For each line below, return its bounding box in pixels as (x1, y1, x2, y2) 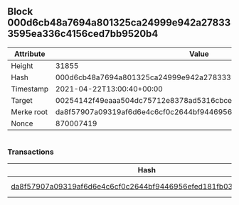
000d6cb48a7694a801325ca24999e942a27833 (7, 17, 231, 29)
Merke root (11, 106, 48, 116)
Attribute (14, 49, 46, 59)
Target (11, 95, 33, 105)
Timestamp (11, 84, 49, 94)
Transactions (7, 147, 55, 157)
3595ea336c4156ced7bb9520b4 (7, 28, 159, 40)
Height (11, 60, 33, 70)
